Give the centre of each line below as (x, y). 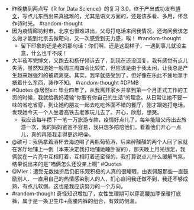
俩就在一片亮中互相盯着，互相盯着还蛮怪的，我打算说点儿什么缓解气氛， (100, 156)
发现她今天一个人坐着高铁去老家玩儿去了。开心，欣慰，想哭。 (87, 112)
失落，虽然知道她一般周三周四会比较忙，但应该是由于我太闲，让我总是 (97, 68)
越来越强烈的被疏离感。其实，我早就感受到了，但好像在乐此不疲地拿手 (102, 75)
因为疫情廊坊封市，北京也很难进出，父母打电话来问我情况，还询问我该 (97, 31)
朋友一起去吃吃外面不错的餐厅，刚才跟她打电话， (128, 105)
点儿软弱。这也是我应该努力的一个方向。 (77, 186)
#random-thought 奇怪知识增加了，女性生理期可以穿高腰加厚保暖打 (94, 193)
